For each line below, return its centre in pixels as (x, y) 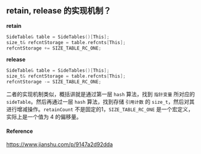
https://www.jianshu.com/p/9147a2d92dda (60, 144)
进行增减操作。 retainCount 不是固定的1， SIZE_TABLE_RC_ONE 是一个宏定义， (100, 109)
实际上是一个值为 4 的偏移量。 (44, 117)
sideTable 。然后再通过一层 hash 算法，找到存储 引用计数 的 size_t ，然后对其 (100, 102)
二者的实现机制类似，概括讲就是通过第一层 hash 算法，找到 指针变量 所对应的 (100, 94)
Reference (20, 131)
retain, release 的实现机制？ (59, 11)
